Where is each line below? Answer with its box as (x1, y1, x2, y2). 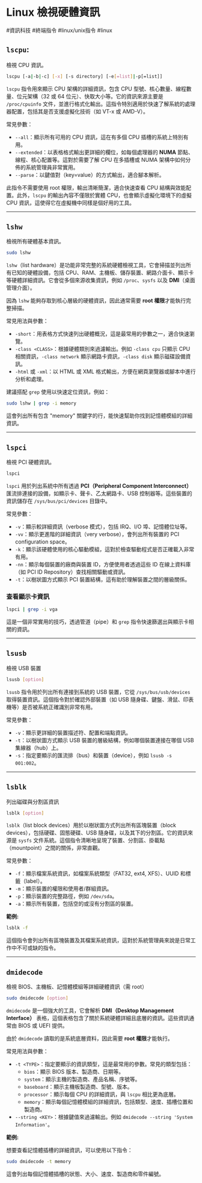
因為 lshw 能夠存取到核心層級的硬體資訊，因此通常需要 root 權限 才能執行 (6, 297, 186, 304)
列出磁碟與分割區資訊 (6, 798, 59, 805)
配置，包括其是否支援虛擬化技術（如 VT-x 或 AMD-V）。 (11, 107, 149, 115)
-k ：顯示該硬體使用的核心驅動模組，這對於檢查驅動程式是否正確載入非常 (14, 545, 195, 553)
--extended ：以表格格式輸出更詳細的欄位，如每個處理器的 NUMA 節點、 (14, 149, 194, 156)
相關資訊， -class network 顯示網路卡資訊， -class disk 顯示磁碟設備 (14, 353, 186, 360)
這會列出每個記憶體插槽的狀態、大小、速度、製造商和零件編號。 (6, 1170, 164, 1178)
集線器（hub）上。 (14, 744, 62, 751)
